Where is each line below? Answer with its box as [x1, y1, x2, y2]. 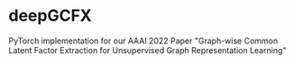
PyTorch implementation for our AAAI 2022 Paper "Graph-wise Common [8, 35, 279, 46]
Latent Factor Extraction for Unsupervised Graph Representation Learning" [8, 44, 287, 55]
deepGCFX [8, 5, 92, 26]
